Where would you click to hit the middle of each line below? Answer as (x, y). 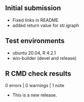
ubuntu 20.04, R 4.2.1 (34, 53)
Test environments (35, 41)
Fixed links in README (35, 20)
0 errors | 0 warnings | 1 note (35, 86)
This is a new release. (35, 95)
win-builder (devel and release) (44, 58)
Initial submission (33, 8)
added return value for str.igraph (46, 25)
